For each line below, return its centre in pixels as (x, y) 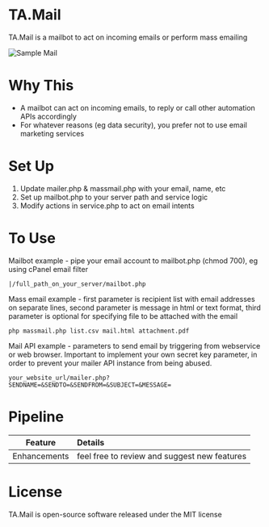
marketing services (52, 133)
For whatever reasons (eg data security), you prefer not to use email (134, 125)
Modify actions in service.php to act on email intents (107, 205)
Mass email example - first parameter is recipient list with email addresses (132, 299)
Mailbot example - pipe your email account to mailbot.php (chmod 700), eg (133, 261)
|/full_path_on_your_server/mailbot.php (78, 284)
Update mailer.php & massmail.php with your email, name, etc (123, 188)
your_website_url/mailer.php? (59, 378)
